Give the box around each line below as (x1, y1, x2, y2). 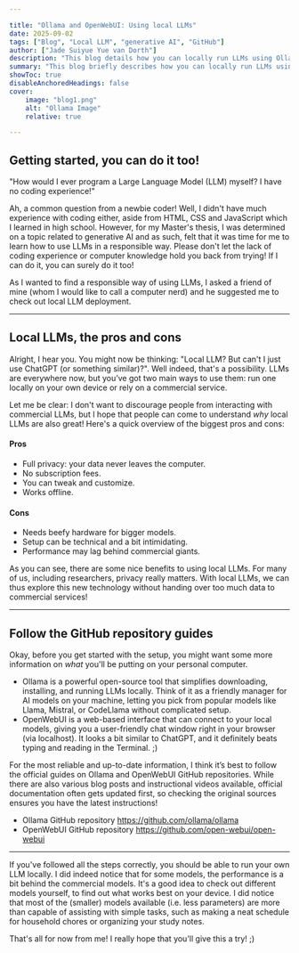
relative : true (25, 112, 82, 121)
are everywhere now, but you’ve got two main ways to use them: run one (9, 372, 277, 383)
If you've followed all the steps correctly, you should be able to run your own (9, 859, 290, 870)
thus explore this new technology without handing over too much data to (9, 582, 276, 593)
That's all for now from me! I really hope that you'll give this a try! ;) (9, 933, 255, 944)
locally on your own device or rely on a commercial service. (9, 382, 228, 393)
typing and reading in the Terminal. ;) (21, 743, 158, 753)
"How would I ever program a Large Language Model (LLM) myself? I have (9, 176, 282, 187)
